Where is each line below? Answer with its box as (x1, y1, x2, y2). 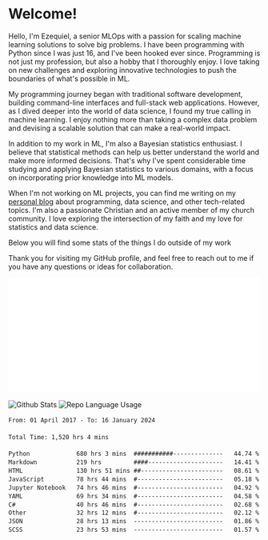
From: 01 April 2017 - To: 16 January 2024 (8, 416, 156, 424)
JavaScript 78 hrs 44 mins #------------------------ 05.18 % (8, 475, 260, 483)
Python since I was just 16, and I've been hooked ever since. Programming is (8, 48, 261, 58)
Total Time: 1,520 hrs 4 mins (8, 433, 110, 441)
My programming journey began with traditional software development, (8, 89, 243, 98)
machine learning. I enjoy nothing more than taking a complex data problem (8, 114, 258, 124)
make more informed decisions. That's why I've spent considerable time (8, 155, 246, 165)
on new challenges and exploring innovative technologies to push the (8, 65, 238, 74)
